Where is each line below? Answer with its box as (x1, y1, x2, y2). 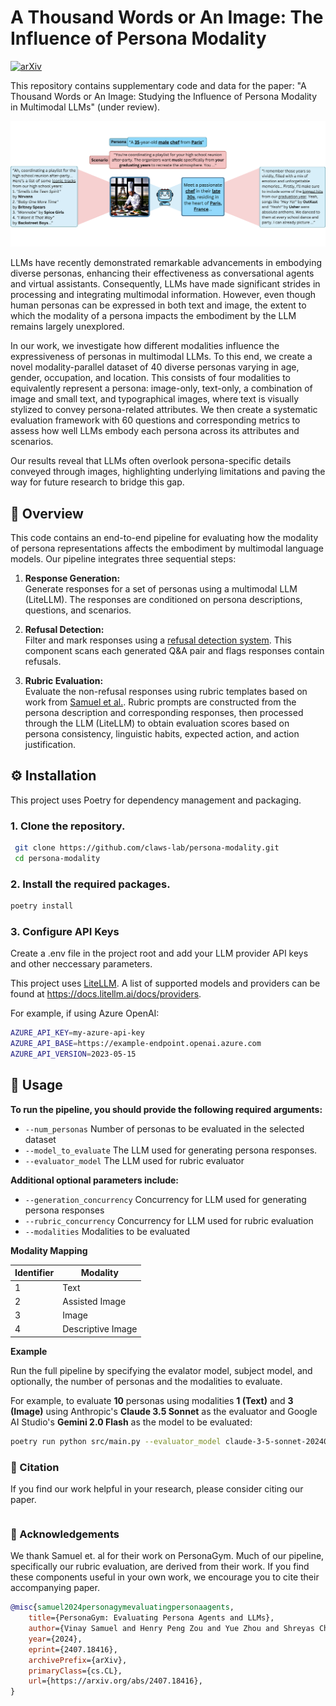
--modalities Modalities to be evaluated (24, 1225, 191, 1237)
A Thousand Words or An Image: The (10, 6, 324, 29)
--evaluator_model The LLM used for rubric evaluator (24, 1154, 245, 1166)
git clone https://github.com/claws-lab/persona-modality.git (14, 843, 280, 853)
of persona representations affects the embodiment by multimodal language (10, 542, 324, 555)
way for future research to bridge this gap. (10, 476, 185, 488)
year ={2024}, (28, 1634, 83, 1644)
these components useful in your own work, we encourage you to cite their (10, 1571, 320, 1583)
